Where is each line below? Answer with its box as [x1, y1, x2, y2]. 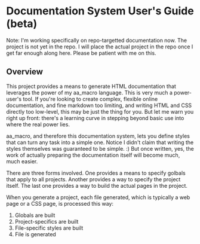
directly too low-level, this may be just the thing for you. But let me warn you [6, 108, 194, 115]
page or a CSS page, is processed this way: [6, 200, 113, 207]
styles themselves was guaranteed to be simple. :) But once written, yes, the [6, 145, 194, 152]
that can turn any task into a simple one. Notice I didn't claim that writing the [6, 139, 194, 146]
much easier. [6, 157, 38, 165]
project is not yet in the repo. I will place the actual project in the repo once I [6, 43, 193, 50]
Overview [6, 67, 44, 77]
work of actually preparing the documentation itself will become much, [6, 151, 180, 158]
